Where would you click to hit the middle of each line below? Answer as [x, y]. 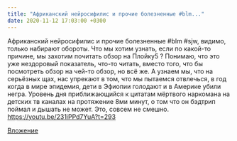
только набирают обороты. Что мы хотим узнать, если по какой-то [109, 48]
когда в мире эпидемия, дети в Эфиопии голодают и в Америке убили [114, 86]
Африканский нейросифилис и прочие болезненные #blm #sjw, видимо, [117, 41]
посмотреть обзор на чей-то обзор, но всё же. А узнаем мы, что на [110, 71]
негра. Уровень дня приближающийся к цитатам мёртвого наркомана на [119, 94]
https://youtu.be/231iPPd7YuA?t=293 [61, 116]
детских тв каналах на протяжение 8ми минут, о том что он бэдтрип [112, 101]
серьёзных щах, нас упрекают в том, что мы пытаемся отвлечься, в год [117, 78]
